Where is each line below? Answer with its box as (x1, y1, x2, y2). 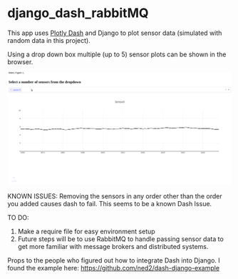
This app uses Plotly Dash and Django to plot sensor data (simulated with (7, 29, 222, 37)
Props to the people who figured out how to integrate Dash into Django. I (7, 256, 221, 265)
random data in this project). (7, 36, 90, 44)
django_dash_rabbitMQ (7, 5, 149, 21)
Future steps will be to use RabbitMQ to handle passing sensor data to (17, 235, 224, 243)
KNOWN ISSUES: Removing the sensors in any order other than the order (7, 192, 222, 201)
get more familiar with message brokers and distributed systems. (17, 243, 209, 251)
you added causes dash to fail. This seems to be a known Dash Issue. (7, 200, 212, 208)
